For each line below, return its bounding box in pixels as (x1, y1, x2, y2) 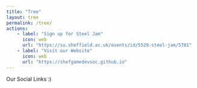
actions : (6, 25, 28, 32)
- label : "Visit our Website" (17, 48, 93, 54)
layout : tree (6, 14, 39, 20)
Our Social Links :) (6, 75, 52, 83)
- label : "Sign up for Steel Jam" (17, 31, 103, 37)
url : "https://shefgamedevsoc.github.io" (22, 59, 128, 65)
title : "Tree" (6, 8, 42, 15)
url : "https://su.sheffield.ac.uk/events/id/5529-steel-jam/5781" (22, 43, 192, 48)
